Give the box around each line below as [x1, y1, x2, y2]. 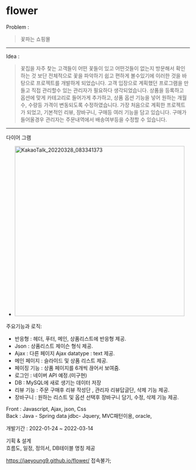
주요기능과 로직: [6, 323, 43, 330]
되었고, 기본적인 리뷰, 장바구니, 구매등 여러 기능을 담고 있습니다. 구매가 [26, 108, 187, 115]
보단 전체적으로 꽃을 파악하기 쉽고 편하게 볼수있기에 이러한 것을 [37, 72, 181, 79]
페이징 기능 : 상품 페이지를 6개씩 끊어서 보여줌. [14, 364, 121, 371]
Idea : [6, 53, 20, 60]
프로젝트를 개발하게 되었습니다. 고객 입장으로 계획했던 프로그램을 [36, 79, 183, 86]
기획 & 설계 [6, 437, 32, 444]
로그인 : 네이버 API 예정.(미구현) [14, 372, 87, 379]
